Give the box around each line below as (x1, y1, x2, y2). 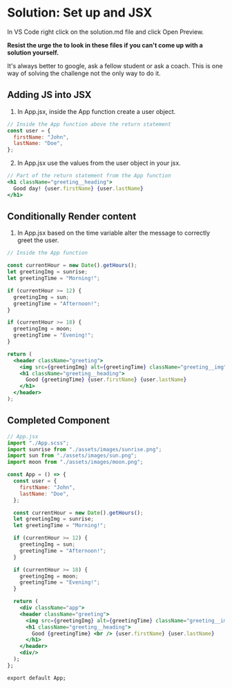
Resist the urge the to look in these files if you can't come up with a (7, 41, 204, 49)
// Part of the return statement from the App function (7, 173, 171, 179)
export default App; (7, 674, 67, 681)
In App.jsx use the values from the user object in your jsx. (17, 159, 181, 167)
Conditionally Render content (7, 210, 137, 222)
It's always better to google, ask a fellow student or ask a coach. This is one (7, 61, 223, 70)
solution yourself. (7, 48, 59, 57)
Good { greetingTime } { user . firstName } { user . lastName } (25, 376, 187, 384)
